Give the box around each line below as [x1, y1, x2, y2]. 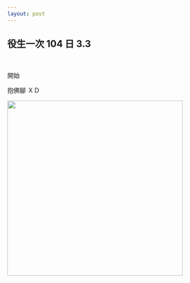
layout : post [7, 10, 46, 18]
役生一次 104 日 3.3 [7, 38, 91, 50]
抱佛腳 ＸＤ [7, 86, 40, 95]
